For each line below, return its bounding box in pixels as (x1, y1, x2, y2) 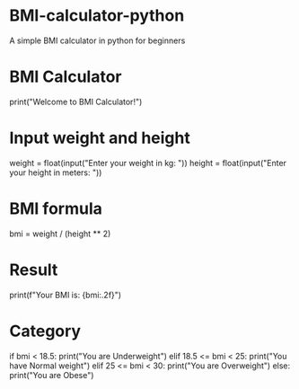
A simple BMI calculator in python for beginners (9, 35, 186, 46)
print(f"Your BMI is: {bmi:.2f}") (9, 289, 122, 300)
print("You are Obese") (9, 369, 94, 380)
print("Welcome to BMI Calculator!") (9, 96, 143, 107)
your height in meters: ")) (9, 167, 102, 178)
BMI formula (9, 199, 103, 218)
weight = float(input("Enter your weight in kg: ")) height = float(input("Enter (9, 157, 287, 168)
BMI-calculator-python (9, 5, 185, 26)
